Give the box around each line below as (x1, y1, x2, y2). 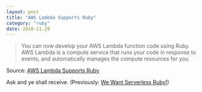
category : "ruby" (6, 20, 50, 26)
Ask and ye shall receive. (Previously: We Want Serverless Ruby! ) (6, 79, 169, 86)
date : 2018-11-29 (6, 25, 50, 32)
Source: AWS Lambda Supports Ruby (6, 67, 99, 74)
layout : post (6, 8, 39, 15)
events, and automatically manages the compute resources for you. (21, 55, 190, 62)
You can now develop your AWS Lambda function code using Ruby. (21, 42, 190, 50)
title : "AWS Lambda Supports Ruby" (6, 15, 96, 21)
